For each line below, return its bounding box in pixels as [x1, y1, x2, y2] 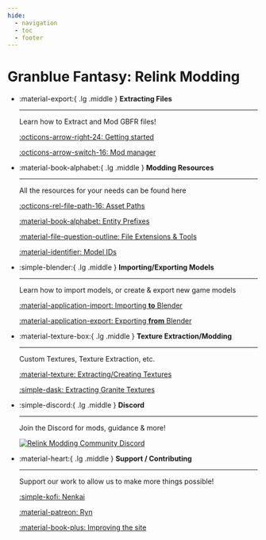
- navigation [14, 19, 58, 27]
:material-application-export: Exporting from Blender [18, 316, 192, 326]
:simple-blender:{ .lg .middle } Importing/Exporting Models [18, 262, 215, 272]
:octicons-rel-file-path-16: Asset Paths [18, 201, 145, 211]
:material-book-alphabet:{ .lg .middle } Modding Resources [18, 163, 214, 173]
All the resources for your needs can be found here [18, 186, 187, 195]
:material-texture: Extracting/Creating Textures [18, 370, 172, 379]
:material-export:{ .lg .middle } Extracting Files [18, 94, 172, 104]
